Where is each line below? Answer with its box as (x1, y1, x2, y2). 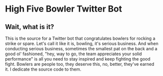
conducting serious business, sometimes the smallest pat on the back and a (5, 46, 158, 51)
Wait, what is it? (5, 23, 54, 31)
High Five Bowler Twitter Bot (5, 3, 123, 15)
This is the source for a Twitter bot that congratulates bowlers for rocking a (5, 35, 156, 41)
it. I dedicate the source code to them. (5, 66, 82, 72)
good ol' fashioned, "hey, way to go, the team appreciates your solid (5, 51, 142, 57)
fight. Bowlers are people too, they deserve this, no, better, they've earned (5, 61, 155, 67)
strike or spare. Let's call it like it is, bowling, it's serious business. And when (5, 41, 159, 46)
